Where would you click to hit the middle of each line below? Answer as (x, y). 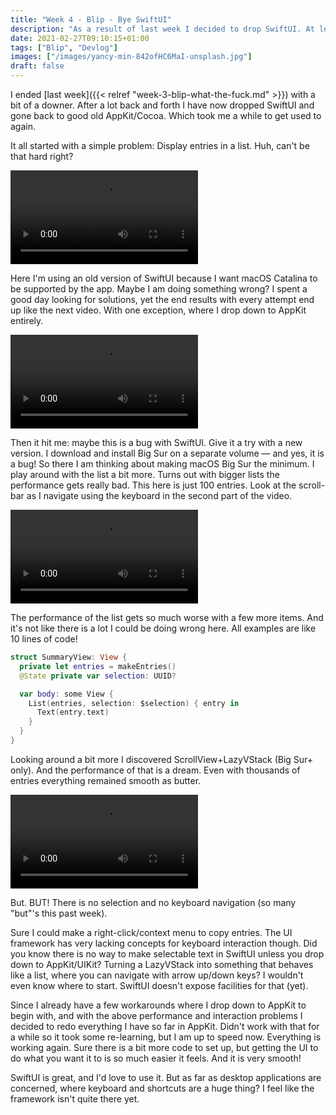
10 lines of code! (44, 639)
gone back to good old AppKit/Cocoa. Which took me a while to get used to (166, 115)
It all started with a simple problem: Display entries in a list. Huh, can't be (160, 145)
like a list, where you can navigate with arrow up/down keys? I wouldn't (157, 975)
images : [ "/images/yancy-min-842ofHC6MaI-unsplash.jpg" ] (131, 57)
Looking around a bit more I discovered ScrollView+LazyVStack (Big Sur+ (162, 759)
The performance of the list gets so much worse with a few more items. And (167, 617)
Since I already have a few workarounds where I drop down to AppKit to (158, 1005)
